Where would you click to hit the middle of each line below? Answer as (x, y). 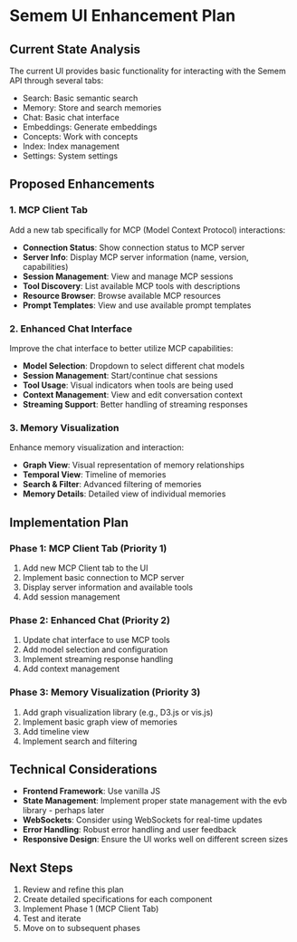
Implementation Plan (69, 522)
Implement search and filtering (80, 741)
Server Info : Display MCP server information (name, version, (135, 257)
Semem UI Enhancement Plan (123, 16)
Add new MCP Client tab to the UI (85, 568)
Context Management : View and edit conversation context (132, 394)
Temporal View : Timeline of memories (94, 475)
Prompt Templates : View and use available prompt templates (137, 305)
